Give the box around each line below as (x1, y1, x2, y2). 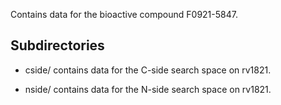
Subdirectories (10, 37, 105, 54)
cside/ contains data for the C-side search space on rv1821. (24, 64, 272, 76)
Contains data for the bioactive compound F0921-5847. (10, 9, 238, 20)
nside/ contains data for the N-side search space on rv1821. (24, 83, 272, 95)
